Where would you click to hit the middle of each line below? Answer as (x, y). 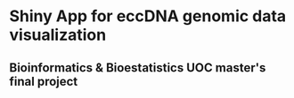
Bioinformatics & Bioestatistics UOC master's (138, 68)
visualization (58, 35)
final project (44, 81)
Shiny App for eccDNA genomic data (148, 16)
